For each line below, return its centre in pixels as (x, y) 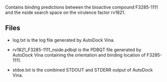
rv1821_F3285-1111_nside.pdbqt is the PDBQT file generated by (77, 50)
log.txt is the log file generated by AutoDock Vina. (63, 40)
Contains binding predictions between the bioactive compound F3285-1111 (82, 7)
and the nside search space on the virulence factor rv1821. (65, 12)
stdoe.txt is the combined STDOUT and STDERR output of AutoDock (83, 70)
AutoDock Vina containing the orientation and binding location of (79, 55)
